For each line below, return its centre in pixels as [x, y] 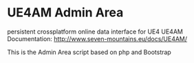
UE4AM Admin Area [65, 13]
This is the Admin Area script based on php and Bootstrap [89, 52]
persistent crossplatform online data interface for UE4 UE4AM [95, 32]
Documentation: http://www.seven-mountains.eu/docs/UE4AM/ [97, 38]
